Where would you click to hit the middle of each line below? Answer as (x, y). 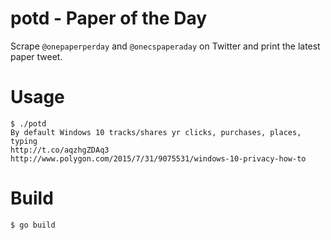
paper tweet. (36, 56)
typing (24, 141)
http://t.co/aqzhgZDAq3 (60, 150)
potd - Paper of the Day (109, 18)
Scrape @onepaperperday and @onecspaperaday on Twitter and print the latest (165, 46)
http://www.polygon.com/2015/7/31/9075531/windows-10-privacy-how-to (158, 158)
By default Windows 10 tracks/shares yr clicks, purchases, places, (156, 132)
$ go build (33, 225)
